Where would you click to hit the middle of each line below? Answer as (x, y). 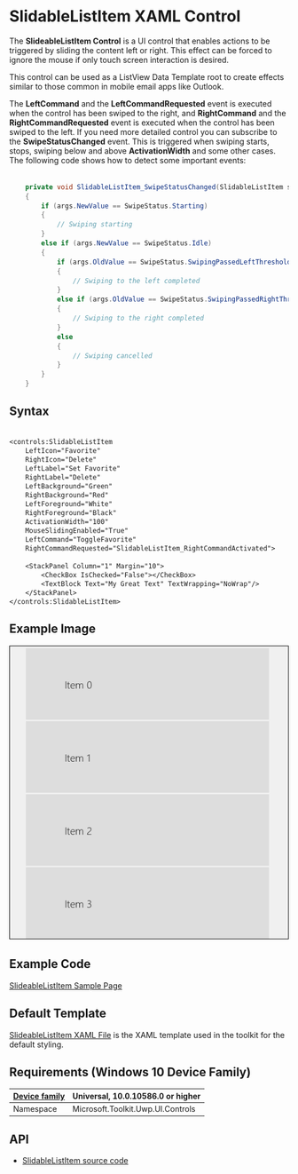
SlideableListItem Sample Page (66, 985)
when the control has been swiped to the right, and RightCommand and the (148, 113)
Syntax (29, 412)
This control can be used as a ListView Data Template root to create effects (147, 76)
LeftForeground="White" (69, 504)
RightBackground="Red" (67, 495)
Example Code (50, 964)
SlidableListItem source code (75, 1161)
